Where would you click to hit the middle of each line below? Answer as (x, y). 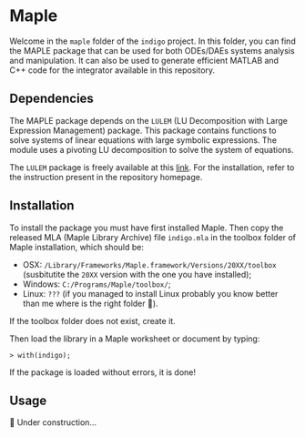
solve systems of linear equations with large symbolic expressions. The (143, 140)
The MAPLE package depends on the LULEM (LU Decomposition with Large (149, 120)
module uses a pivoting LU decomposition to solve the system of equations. (152, 149)
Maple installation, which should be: (76, 247)
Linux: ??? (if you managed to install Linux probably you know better (150, 293)
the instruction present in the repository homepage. (106, 177)
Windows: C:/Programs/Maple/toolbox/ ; (97, 284)
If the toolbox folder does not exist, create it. (92, 320)
